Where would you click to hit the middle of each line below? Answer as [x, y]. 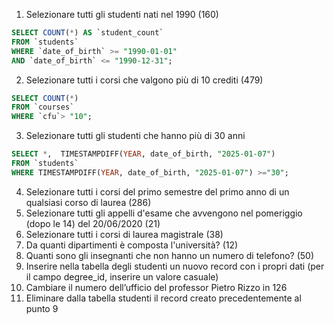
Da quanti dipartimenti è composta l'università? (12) [132, 245]
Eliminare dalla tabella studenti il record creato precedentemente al [163, 298]
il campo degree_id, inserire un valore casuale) [122, 276]
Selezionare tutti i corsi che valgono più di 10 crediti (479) [144, 80]
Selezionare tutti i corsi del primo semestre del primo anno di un [157, 191]
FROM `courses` [43, 107]
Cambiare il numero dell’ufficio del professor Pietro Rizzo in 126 [156, 287]
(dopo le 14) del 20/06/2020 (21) [93, 223]
